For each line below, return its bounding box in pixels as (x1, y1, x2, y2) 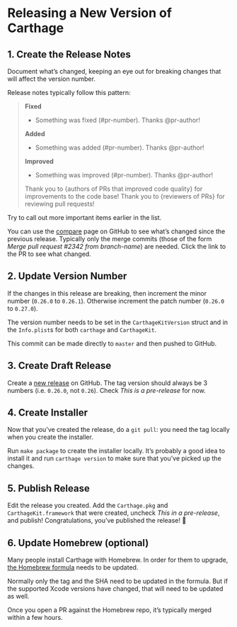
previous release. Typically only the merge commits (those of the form (7, 235, 212, 243)
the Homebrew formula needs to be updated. (7, 563, 139, 572)
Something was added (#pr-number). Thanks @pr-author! (35, 143, 204, 152)
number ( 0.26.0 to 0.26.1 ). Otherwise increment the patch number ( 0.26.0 (7, 296, 225, 305)
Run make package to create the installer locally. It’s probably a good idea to (7, 447, 225, 455)
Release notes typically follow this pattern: (7, 89, 131, 96)
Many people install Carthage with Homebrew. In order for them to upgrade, (7, 555, 229, 565)
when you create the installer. (7, 433, 93, 441)
